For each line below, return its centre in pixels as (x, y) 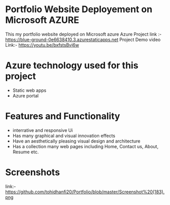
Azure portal (26, 95)
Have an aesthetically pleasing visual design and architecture (76, 141)
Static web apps (29, 90)
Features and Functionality (63, 116)
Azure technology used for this (72, 66)
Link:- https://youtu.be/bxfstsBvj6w (42, 45)
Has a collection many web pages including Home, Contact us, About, (85, 146)
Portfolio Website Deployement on (79, 9)
